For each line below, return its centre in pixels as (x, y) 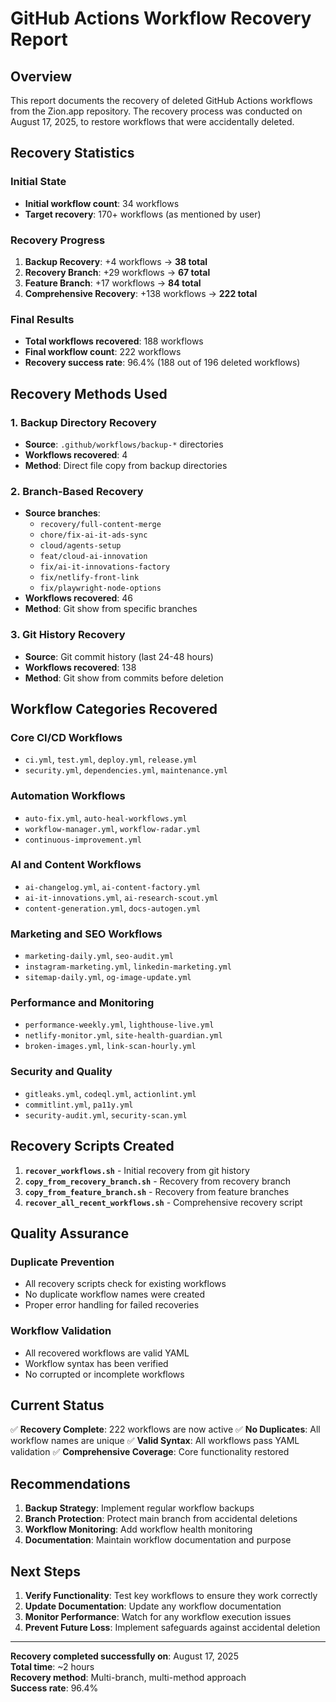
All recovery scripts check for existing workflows (125, 1284)
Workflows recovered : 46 (79, 598)
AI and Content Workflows (76, 865)
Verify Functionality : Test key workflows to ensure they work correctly (171, 1595)
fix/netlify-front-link (89, 578)
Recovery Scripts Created (92, 1146)
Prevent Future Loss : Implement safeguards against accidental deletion (172, 1627)
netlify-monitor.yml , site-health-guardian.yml (123, 1035)
